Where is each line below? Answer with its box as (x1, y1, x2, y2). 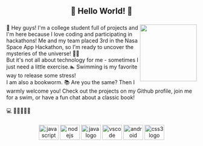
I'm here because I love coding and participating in (6, 31, 133, 38)
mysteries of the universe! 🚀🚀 (6, 50, 80, 58)
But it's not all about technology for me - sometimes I (6, 56, 139, 64)
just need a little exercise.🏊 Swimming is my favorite (6, 63, 138, 70)
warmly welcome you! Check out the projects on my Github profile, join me (6, 87, 192, 95)
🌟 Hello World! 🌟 (70, 6, 133, 16)
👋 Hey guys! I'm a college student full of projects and (6, 24, 138, 32)
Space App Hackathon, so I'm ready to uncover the (6, 44, 134, 51)
